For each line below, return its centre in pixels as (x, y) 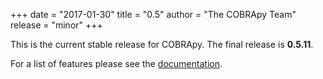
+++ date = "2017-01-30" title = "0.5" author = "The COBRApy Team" (153, 14)
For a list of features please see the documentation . (116, 63)
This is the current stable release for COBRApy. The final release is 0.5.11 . (162, 44)
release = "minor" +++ (56, 25)
